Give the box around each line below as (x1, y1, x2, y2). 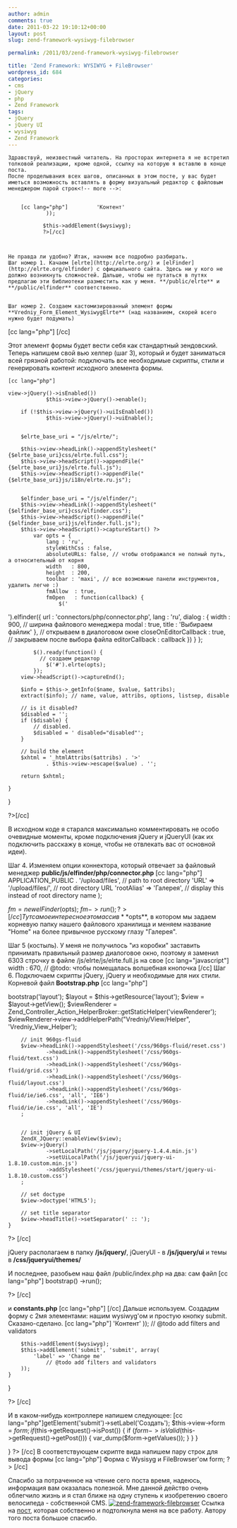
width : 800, (45, 563, 91, 570)
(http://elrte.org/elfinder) (8, 265, 94, 272)
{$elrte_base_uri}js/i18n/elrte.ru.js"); (8, 476, 132, 483)
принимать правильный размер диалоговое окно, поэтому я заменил (8, 949, 219, 957)
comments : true (8, 17, 53, 24)
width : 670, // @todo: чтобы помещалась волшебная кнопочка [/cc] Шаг (8, 963, 226, 972)
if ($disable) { (20, 717, 69, 724)
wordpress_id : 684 (8, 69, 62, 76)
